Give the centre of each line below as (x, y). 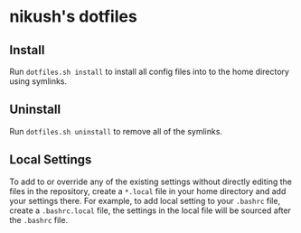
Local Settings (51, 160)
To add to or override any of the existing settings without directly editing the (150, 182)
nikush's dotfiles (73, 17)
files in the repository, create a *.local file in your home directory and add (148, 191)
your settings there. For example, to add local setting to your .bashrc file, (145, 200)
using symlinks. (38, 81)
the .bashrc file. (39, 219)
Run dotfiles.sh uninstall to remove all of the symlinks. (116, 131)
